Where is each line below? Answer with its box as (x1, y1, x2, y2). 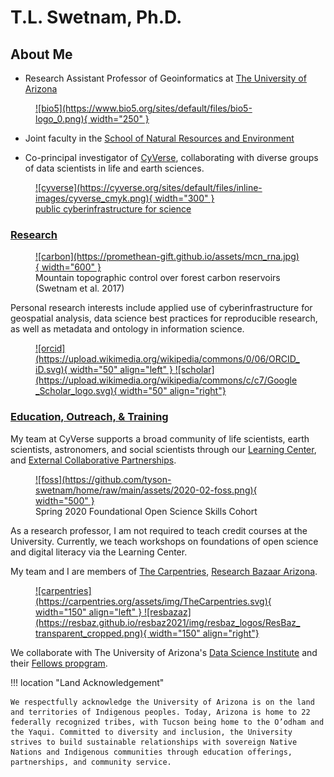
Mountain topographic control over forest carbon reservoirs (35, 272, 281, 284)
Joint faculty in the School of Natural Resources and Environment (24, 132, 295, 144)
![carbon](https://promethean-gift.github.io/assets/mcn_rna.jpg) (35, 251, 300, 263)
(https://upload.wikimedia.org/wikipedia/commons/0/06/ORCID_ (35, 353, 300, 365)
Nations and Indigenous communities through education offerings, (10, 747, 293, 757)
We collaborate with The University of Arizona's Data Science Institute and (10, 646, 318, 658)
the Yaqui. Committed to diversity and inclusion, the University (10, 727, 293, 737)
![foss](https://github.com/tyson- (35, 473, 172, 485)
